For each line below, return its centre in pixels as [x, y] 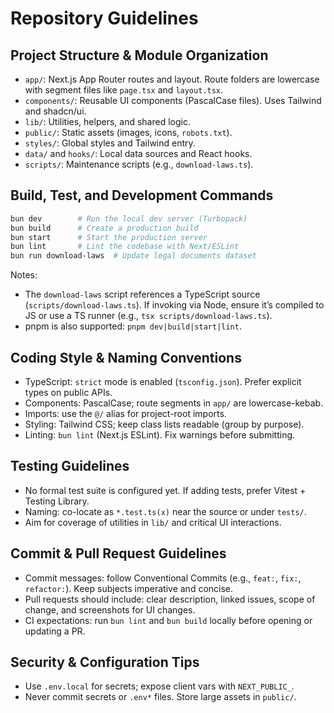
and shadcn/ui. [55, 111]
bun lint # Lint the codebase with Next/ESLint [125, 247]
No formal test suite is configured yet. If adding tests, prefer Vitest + [165, 490]
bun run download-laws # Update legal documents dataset [133, 256]
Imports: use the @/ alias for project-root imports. [125, 413]
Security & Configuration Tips [105, 662]
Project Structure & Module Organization [139, 55]
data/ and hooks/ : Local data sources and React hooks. [138, 153]
